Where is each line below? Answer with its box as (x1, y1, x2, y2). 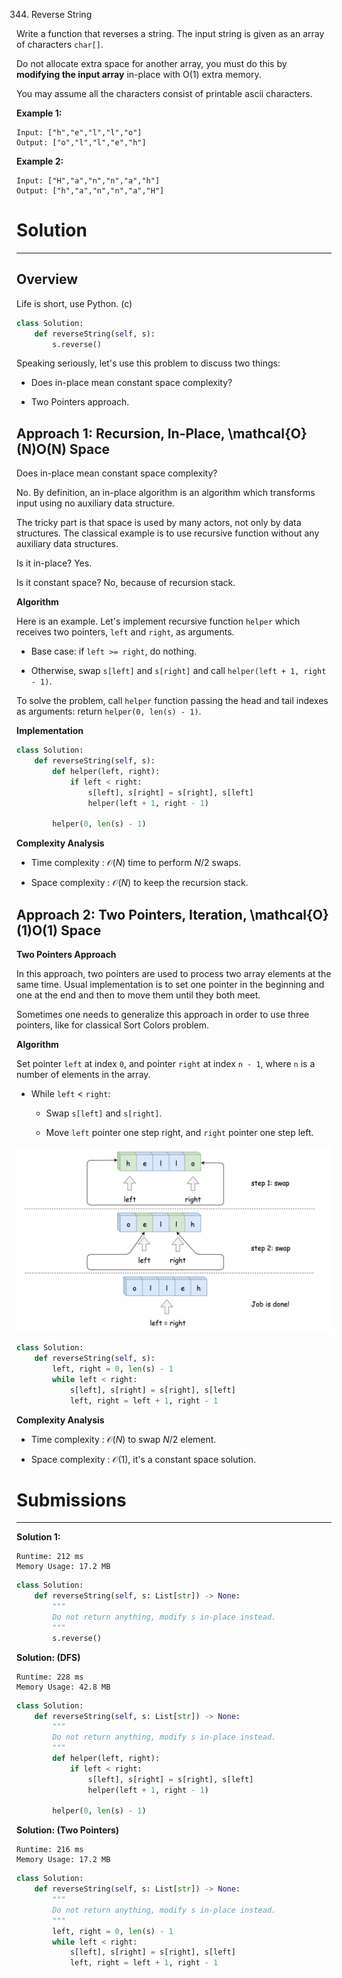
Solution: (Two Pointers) (16, 1824, 120, 1836)
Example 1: (16, 107, 63, 119)
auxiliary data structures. (16, 538, 119, 550)
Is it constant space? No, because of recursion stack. (16, 577, 236, 589)
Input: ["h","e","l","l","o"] (16, 128, 143, 138)
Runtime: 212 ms (16, 1552, 84, 1562)
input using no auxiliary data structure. (16, 497, 176, 509)
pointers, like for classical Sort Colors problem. (16, 1019, 210, 1031)
